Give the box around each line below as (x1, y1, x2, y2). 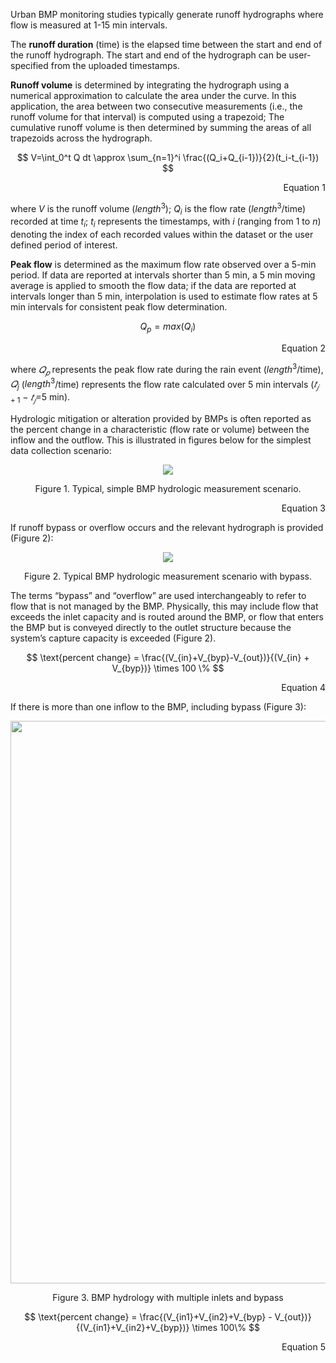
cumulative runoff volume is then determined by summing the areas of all (10, 122, 312, 133)
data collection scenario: (10, 444, 112, 456)
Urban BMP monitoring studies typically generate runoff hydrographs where (10, 9, 324, 20)
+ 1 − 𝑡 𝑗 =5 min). (10, 390, 71, 405)
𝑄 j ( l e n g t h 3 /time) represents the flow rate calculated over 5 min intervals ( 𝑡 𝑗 (10, 376, 320, 392)
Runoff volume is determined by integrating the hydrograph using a (10, 79, 290, 91)
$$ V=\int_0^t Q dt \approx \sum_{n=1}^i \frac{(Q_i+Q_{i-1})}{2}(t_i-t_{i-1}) (16, 152, 320, 163)
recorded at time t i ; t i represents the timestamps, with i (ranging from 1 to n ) (10, 215, 322, 230)
